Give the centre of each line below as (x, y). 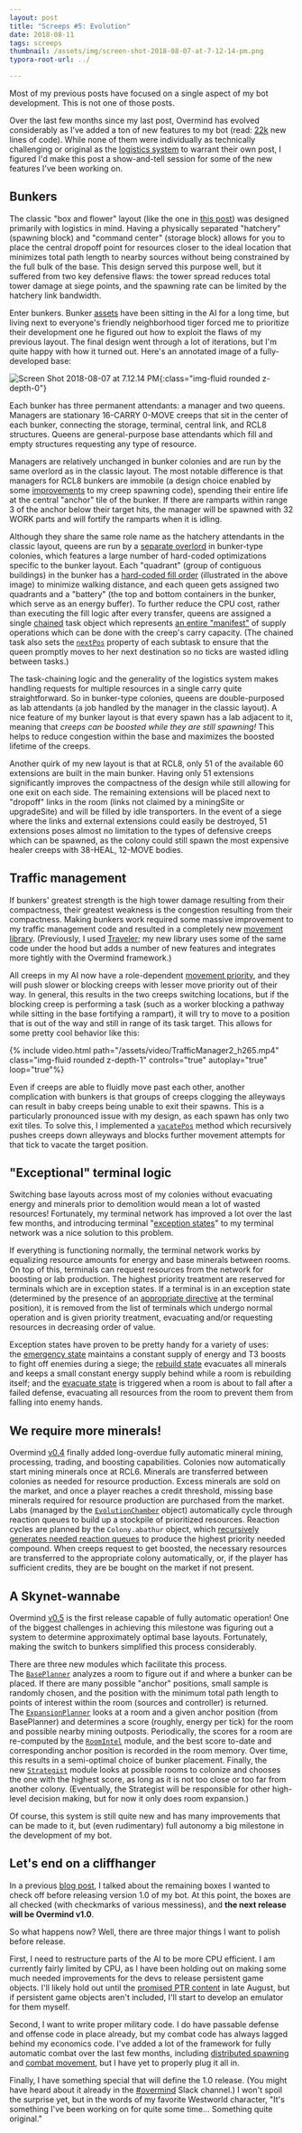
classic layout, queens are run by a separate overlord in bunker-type (137, 546)
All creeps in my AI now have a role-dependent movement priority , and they (150, 975)
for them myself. (40, 2007)
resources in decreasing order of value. (82, 1327)
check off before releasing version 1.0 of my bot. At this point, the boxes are (150, 1894)
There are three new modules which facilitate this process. (118, 1664)
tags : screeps (36, 43)
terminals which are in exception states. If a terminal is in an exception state (150, 1289)
